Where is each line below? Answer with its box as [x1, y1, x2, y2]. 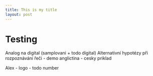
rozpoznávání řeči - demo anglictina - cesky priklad [5, 55, 112, 61]
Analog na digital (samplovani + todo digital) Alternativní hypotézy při [5, 50, 148, 56]
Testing [5, 33, 38, 45]
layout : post [5, 12, 33, 17]
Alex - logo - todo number [5, 65, 59, 71]
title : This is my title [5, 7, 57, 12]
